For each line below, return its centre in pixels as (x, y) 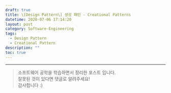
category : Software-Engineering (39, 29)
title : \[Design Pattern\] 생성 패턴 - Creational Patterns (68, 15)
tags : (11, 34)
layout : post (19, 24)
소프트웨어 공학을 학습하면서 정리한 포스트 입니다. (67, 72)
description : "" (22, 48)
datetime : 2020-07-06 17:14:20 (38, 19)
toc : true (16, 52)
